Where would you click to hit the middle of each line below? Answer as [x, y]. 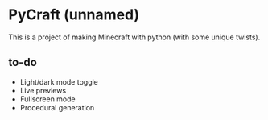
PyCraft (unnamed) [74, 15]
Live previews [43, 90]
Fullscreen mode [48, 99]
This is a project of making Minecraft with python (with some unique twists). [134, 37]
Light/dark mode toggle [59, 81]
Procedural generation [57, 107]
